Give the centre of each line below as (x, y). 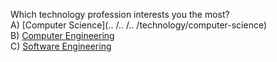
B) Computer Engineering (62, 35)
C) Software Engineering (61, 46)
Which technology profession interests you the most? (120, 14)
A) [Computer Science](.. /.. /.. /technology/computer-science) (139, 25)
